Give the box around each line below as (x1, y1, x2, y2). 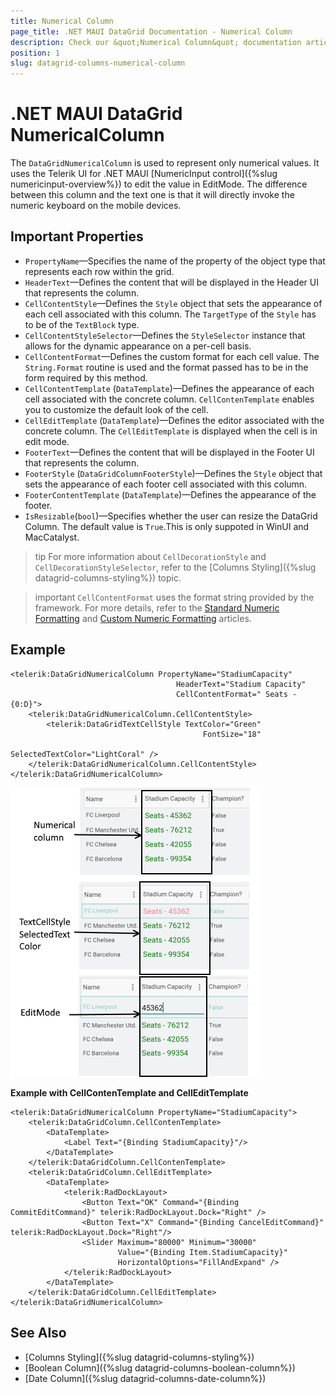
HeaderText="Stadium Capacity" (175, 679, 307, 689)
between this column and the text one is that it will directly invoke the (10, 189, 295, 201)
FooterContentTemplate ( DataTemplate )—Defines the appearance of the (24, 488, 317, 500)
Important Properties (10, 228, 144, 245)
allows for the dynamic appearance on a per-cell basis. (24, 340, 252, 352)
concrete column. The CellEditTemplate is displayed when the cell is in (24, 425, 318, 437)
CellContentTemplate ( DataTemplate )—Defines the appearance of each (24, 382, 315, 394)
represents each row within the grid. (24, 265, 175, 277)
